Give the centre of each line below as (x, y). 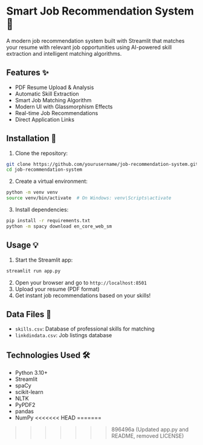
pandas (24, 411)
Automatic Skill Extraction (47, 94)
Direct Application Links (44, 119)
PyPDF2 (25, 405)
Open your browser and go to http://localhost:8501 (81, 282)
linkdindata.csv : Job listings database (63, 335)
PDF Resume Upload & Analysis (54, 87)
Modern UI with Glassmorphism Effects (64, 107)
